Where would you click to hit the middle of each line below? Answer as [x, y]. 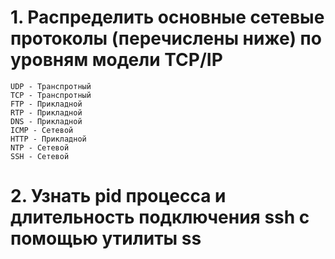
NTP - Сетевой [40, 147]
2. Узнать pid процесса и [118, 196]
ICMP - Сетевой [42, 130]
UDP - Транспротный [51, 86]
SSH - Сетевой [40, 156]
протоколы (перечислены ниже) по [166, 38]
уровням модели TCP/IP [116, 60]
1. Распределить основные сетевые [167, 17]
